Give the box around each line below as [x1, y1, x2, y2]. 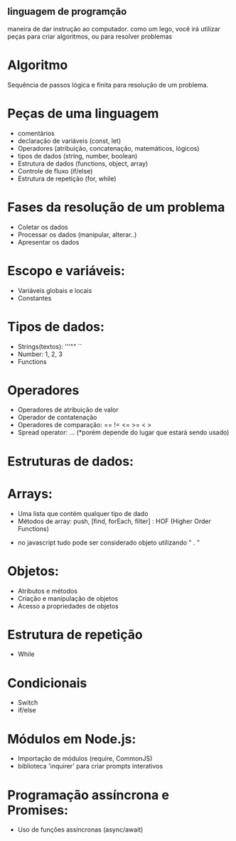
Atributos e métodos [17, 586, 78, 595]
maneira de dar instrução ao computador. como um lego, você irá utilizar [7, 24, 220, 33]
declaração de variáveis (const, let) [17, 136, 122, 145]
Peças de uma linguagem [7, 105, 159, 122]
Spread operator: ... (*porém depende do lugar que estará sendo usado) [17, 428, 230, 436]
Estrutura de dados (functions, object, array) [17, 159, 149, 168]
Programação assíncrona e [7, 787, 169, 803]
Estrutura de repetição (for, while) [17, 174, 117, 183]
